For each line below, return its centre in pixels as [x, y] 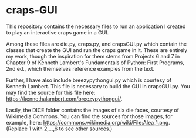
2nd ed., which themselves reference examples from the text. [80, 68]
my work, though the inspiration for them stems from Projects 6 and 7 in [93, 56]
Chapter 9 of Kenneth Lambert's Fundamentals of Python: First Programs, [95, 63]
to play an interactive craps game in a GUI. [58, 32]
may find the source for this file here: [51, 92]
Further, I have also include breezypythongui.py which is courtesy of [89, 80]
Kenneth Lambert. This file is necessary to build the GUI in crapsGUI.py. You [98, 86]
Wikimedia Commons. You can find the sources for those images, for [89, 116]
